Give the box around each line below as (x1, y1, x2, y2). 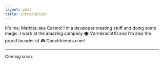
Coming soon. (5, 53, 33, 59)
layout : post (5, 7, 32, 12)
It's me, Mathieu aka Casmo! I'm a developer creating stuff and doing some (5, 25, 156, 31)
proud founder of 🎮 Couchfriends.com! (5, 37, 85, 44)
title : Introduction (5, 12, 47, 16)
